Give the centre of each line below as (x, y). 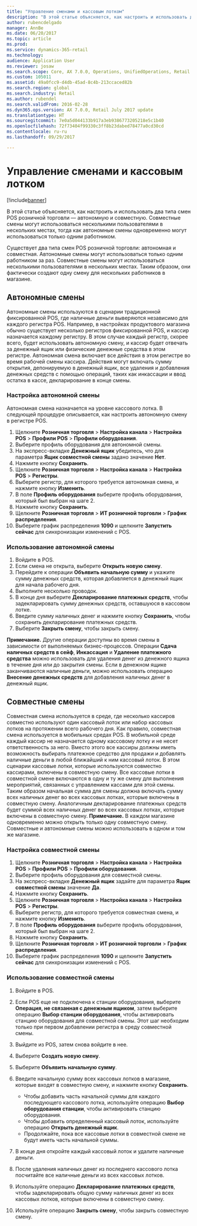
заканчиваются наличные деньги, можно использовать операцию (90, 671)
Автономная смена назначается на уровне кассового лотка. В (85, 408)
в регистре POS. (27, 420)
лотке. (23, 610)
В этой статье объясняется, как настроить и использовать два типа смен (99, 211)
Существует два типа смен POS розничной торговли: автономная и (91, 248)
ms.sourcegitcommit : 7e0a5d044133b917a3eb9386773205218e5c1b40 (85, 121)
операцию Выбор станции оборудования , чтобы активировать (94, 1014)
